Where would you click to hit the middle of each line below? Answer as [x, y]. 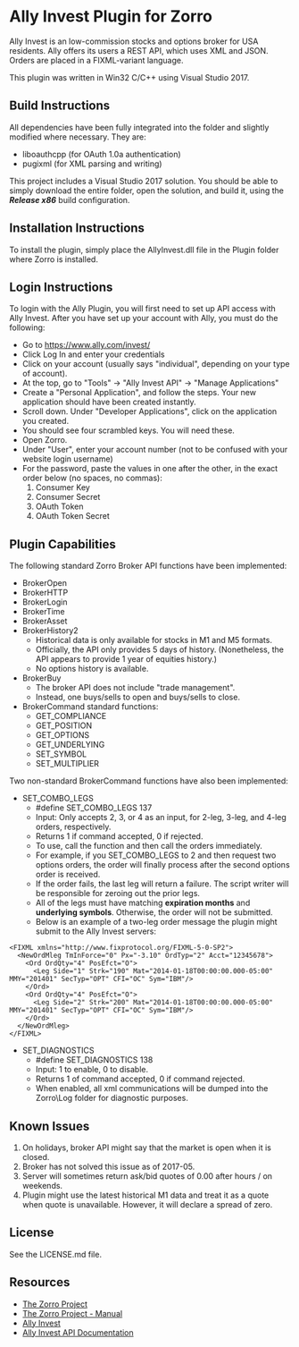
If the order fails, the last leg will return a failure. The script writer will [162, 884]
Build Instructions [60, 106]
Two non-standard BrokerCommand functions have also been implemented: [149, 781]
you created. [46, 421]
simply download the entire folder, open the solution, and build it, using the [146, 191]
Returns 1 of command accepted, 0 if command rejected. [140, 1079]
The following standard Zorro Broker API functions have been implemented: [148, 566]
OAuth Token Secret [72, 516]
